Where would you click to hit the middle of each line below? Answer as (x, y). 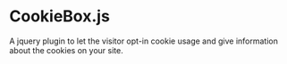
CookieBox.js (59, 16)
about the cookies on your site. (66, 50)
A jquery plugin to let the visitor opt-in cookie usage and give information (144, 41)
